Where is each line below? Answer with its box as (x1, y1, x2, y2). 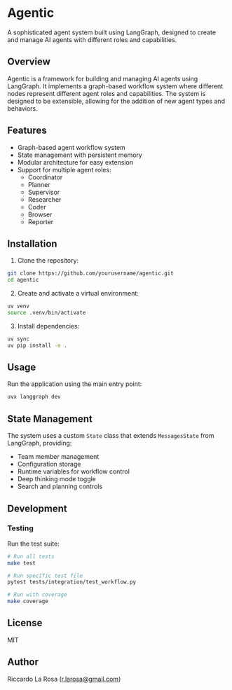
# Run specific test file (7, 572, 83, 579)
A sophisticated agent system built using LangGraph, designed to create (7, 28, 216, 36)
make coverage (7, 598, 49, 605)
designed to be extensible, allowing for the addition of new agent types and (7, 97, 226, 105)
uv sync (7, 335, 30, 343)
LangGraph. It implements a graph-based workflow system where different (7, 82, 224, 90)
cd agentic (7, 277, 39, 284)
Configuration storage (17, 460, 81, 469)
